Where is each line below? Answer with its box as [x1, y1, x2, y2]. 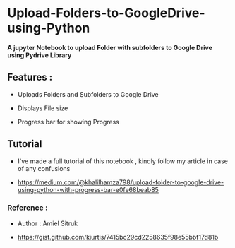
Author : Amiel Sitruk [17, 219, 78, 228]
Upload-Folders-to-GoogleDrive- [7, 5, 206, 21]
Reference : [7, 203, 48, 213]
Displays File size [17, 104, 68, 112]
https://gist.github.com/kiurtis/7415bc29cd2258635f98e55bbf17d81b [17, 232, 219, 241]
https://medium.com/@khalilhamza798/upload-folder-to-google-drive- [17, 178, 224, 187]
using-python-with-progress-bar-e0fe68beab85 [17, 185, 159, 194]
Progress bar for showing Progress [17, 117, 120, 126]
